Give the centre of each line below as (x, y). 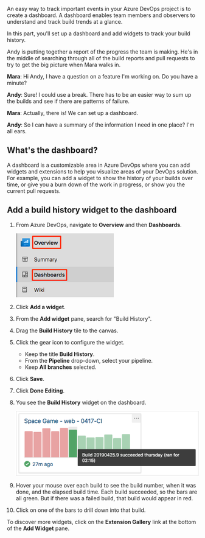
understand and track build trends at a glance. (65, 22)
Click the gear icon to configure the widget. (70, 342)
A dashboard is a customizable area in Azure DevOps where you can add (99, 165)
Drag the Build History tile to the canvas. (67, 330)
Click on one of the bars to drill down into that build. (81, 510)
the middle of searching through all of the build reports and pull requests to (101, 58)
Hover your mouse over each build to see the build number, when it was (106, 486)
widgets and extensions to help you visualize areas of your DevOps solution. (102, 171)
